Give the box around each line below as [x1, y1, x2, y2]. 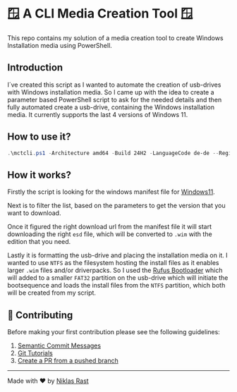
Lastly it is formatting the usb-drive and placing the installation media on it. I [7, 251, 228, 259]
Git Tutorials [17, 349, 53, 357]
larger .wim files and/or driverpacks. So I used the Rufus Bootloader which [7, 266, 223, 275]
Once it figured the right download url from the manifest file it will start [7, 223, 212, 231]
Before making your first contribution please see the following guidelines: [7, 328, 220, 336]
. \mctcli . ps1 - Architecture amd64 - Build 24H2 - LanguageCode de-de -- [7, 149, 219, 157]
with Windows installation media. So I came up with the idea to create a [7, 87, 214, 96]
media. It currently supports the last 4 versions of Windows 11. [7, 110, 188, 118]
